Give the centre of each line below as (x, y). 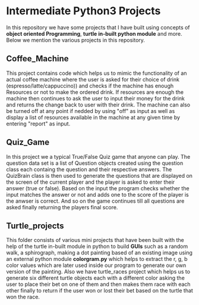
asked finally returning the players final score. (62, 207)
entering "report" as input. (38, 124)
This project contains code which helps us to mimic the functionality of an (97, 73)
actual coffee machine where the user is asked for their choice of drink (93, 79)
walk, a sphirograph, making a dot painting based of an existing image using (99, 253)
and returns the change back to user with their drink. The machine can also (98, 105)
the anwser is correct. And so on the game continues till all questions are (95, 201)
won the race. (23, 297)
